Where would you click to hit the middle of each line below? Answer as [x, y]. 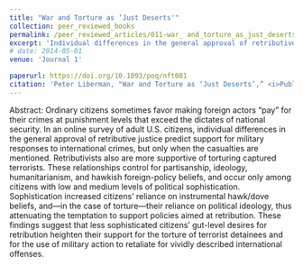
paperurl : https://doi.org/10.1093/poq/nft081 [98, 76]
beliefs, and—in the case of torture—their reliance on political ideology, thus [151, 206]
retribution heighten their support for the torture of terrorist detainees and [147, 234]
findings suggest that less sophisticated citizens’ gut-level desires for [138, 225]
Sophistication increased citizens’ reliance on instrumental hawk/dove [139, 196]
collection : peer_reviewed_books [72, 26]
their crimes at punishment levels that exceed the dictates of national [138, 119]
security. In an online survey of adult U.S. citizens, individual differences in [148, 129]
